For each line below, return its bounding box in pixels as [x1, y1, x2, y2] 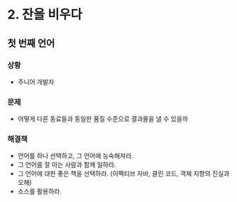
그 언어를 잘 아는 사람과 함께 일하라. [17, 161, 116, 169]
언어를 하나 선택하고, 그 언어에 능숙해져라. [17, 151, 133, 160]
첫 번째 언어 [7, 37, 55, 49]
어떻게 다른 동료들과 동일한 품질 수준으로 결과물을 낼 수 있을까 [17, 115, 188, 123]
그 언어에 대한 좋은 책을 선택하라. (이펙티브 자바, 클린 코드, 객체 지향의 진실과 [17, 169, 230, 178]
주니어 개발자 [17, 78, 55, 86]
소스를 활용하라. [17, 187, 62, 196]
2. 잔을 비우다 [7, 6, 83, 23]
